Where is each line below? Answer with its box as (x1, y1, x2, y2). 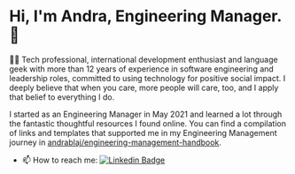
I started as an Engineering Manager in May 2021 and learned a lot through (9, 109, 283, 119)
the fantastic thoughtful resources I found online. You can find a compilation (9, 117, 286, 129)
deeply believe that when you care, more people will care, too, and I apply (9, 82, 279, 93)
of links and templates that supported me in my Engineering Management (9, 127, 277, 138)
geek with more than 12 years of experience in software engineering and (9, 64, 275, 74)
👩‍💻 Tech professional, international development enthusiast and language (9, 54, 278, 64)
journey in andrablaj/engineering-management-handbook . (9, 137, 221, 148)
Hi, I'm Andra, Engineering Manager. (9, 6, 282, 26)
